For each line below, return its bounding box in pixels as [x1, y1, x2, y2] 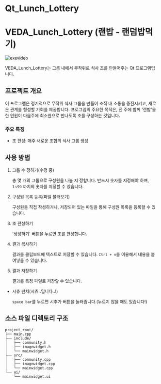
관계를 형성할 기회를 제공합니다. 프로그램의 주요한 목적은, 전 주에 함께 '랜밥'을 [10, 106, 156, 112]
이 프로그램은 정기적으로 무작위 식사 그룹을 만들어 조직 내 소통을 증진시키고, [5, 100, 147, 106]
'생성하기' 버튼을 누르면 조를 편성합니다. [12, 231, 87, 237]
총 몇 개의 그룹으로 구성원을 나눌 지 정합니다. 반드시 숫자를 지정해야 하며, [12, 177, 149, 183]
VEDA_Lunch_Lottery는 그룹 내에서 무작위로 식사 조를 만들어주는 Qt [5, 65, 135, 71]
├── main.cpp [5, 332, 32, 336]
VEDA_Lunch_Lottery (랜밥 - [5, 27, 120, 38]
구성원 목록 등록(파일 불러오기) [12, 194, 70, 200]
